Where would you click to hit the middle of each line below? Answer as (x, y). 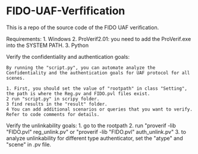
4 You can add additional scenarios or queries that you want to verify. (100, 109)
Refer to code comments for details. (53, 114)
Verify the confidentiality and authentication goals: (68, 56)
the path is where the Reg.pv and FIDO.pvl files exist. (78, 93)
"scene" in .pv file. (29, 144)
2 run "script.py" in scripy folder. (53, 99)
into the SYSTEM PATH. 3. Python (48, 45)
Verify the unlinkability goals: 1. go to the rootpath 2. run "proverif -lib (91, 125)
